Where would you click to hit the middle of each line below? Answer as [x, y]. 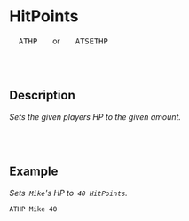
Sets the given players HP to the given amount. [95, 116]
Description [42, 95]
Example [34, 172]
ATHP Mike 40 [33, 209]
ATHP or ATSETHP [63, 41]
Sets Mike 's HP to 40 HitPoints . [69, 193]
